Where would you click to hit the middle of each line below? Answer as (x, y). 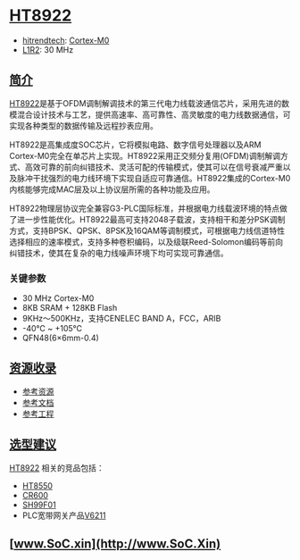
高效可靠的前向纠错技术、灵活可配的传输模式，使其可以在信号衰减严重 (154, 167)
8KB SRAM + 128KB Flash (70, 308)
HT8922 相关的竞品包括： (57, 468)
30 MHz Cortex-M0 (58, 298)
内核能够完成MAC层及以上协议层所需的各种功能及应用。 (112, 189)
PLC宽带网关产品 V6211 (64, 515)
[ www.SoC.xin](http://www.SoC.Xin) (115, 544)
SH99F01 (39, 505)
